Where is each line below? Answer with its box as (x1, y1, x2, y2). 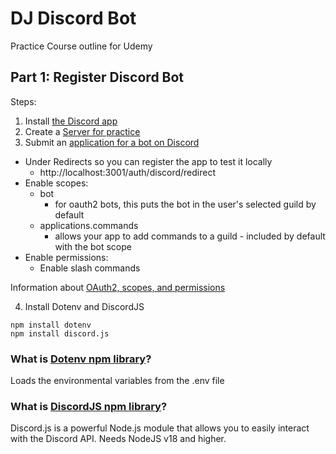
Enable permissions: (24, 251, 109, 263)
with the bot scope (54, 240, 132, 252)
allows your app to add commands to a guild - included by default (54, 230, 326, 242)
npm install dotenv (10, 320, 92, 330)
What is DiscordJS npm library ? (10, 399, 168, 413)
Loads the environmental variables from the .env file (10, 375, 225, 387)
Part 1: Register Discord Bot (10, 69, 185, 86)
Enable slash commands (39, 262, 141, 274)
